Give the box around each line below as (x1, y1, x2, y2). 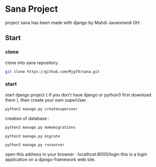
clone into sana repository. (5, 60, 59, 66)
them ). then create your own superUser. (5, 97, 87, 103)
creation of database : (5, 115, 50, 121)
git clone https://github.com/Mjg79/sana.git (5, 69, 100, 74)
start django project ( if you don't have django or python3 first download (5, 92, 151, 97)
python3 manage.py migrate (5, 134, 60, 139)
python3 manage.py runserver (5, 143, 65, 147)
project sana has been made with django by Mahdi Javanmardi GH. (5, 20, 141, 25)
